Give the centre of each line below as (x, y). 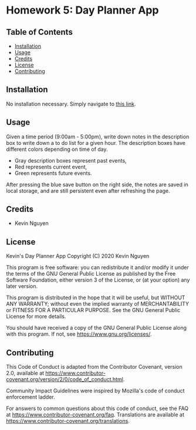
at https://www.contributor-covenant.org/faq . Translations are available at (95, 415)
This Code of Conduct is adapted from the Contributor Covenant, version (94, 367)
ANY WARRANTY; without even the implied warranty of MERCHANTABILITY (98, 304)
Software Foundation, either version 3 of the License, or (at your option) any (98, 280)
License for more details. (36, 316)
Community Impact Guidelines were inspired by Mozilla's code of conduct (95, 391)
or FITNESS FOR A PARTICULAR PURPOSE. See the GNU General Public (93, 310)
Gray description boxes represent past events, (71, 160)
